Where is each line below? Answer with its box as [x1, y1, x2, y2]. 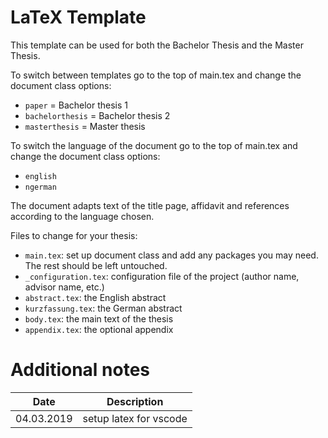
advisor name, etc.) [24, 281, 105, 293]
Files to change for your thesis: [10, 229, 138, 241]
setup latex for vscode [82, 411, 188, 425]
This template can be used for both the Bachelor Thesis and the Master [10, 39, 304, 51]
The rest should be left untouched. [24, 259, 168, 271]
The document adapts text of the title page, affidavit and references [10, 199, 290, 211]
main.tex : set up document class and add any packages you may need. [24, 249, 319, 261]
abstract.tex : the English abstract [24, 291, 167, 303]
